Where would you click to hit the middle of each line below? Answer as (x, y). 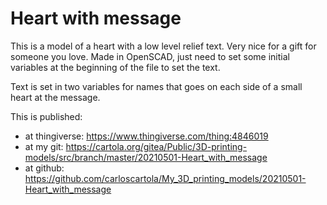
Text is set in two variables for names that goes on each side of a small (156, 86)
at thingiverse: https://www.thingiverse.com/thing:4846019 (146, 136)
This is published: (46, 116)
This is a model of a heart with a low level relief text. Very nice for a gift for (163, 46)
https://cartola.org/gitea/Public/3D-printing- (156, 146)
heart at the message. (55, 97)
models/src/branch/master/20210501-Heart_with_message (146, 157)
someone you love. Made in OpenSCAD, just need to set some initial (150, 56)
